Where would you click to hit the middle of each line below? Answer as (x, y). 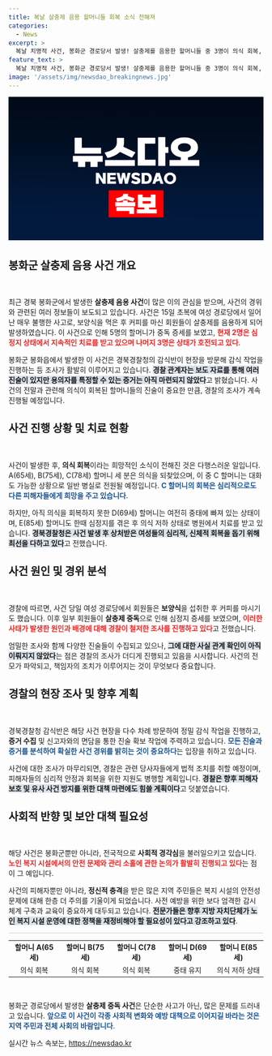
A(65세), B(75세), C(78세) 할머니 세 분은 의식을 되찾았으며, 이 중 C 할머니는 (128, 475)
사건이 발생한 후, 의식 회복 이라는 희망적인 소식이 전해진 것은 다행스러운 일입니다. (134, 465)
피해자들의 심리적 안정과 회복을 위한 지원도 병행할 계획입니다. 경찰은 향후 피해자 (133, 778)
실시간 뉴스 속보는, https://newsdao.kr (70, 1043)
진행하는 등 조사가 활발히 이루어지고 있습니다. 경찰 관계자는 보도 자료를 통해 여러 (134, 370)
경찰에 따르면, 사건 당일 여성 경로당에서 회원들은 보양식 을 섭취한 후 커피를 (124, 607)
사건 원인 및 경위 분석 (57, 571)
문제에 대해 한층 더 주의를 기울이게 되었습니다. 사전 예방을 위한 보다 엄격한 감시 (132, 901)
